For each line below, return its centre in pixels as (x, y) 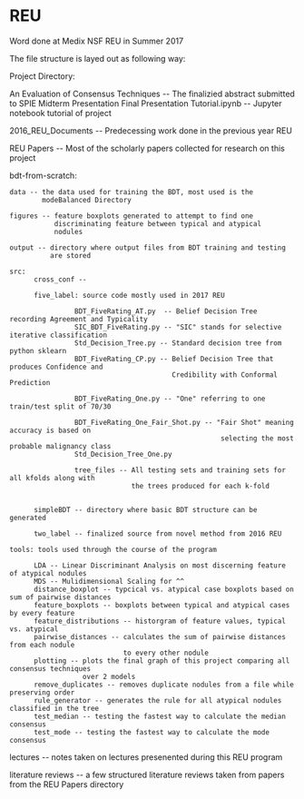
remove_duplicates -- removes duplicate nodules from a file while (164, 685)
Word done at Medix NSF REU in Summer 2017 (97, 41)
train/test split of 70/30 (60, 406)
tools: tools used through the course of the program (113, 549)
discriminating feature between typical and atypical (157, 223)
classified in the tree (54, 708)
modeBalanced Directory (87, 200)
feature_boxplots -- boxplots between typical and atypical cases (162, 605)
